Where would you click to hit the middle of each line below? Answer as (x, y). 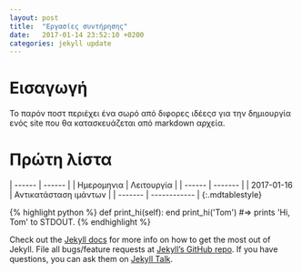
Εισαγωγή (49, 88)
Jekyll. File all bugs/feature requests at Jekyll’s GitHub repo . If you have (144, 249)
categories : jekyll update (60, 43)
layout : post (34, 18)
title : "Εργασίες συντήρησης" (69, 26)
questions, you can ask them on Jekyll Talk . (91, 259)
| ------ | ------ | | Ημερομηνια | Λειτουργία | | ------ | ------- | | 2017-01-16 (151, 185)
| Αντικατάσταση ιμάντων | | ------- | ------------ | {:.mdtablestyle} (136, 195)
